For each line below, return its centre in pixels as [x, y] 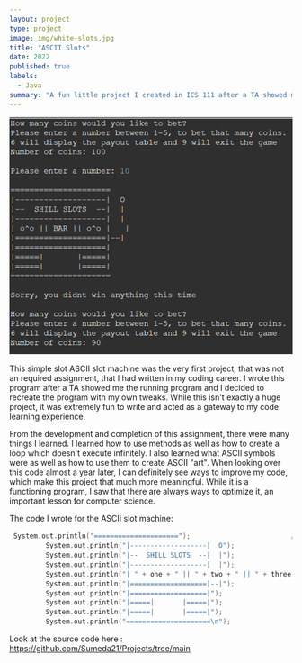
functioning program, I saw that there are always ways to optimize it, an [142, 492]
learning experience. [48, 417]
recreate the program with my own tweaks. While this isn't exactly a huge [145, 397]
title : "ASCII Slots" [50, 48]
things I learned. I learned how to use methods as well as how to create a [145, 444]
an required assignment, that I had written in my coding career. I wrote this [147, 378]
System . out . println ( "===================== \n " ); [138, 622]
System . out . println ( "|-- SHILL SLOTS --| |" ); [140, 555]
